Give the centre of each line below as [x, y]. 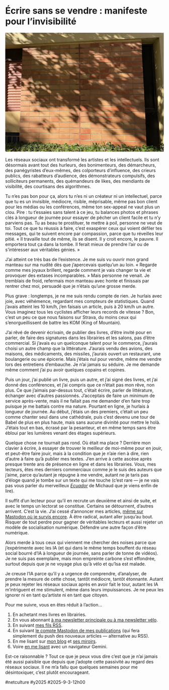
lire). [10, 491]
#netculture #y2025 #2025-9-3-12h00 [45, 682]
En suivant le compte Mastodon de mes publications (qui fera [76, 630]
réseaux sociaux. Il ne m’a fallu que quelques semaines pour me [71, 667]
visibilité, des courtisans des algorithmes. [48, 186]
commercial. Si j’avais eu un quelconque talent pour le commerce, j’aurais [81, 343]
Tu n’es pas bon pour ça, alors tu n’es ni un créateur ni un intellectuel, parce [84, 196]
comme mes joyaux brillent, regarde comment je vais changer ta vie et [78, 270]
